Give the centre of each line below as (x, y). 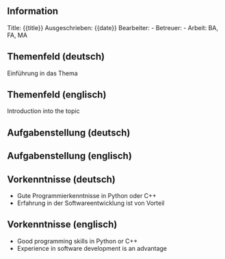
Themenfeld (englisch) (57, 95)
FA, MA (17, 35)
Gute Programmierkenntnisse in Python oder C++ (87, 196)
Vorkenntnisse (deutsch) (62, 179)
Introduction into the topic (43, 111)
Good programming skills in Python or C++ (77, 241)
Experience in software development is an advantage (92, 248)
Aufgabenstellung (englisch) (69, 156)
